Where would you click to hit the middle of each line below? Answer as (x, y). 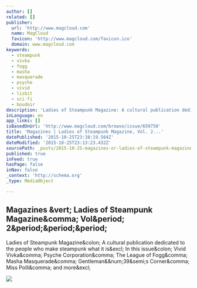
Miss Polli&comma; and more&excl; (48, 267)
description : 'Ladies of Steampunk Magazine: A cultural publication (93, 110)
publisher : (19, 22)
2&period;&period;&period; (57, 228)
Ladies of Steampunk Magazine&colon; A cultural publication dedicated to (96, 242)
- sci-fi (22, 99)
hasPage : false (25, 165)
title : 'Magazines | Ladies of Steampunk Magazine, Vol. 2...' (85, 132)
